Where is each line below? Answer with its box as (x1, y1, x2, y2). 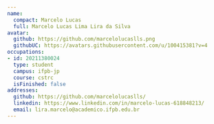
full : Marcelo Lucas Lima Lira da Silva (13, 23, 131, 30)
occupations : (7, 49, 45, 56)
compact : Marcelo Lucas (13, 17, 81, 23)
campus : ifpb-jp (13, 68, 60, 74)
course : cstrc (13, 74, 54, 81)
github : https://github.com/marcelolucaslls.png (13, 36, 156, 43)
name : (7, 10, 23, 17)
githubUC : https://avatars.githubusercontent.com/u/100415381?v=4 (13, 42, 208, 49)
